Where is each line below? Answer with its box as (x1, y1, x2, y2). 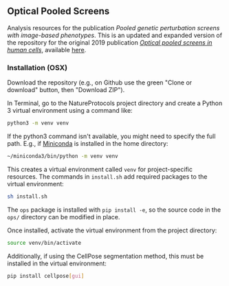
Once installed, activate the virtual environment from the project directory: (7, 226, 217, 234)
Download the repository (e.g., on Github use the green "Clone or (7, 78, 193, 87)
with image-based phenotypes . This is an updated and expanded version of (7, 31, 222, 39)
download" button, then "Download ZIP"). (7, 86, 125, 94)
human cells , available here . (7, 45, 87, 54)
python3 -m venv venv (7, 120, 69, 126)
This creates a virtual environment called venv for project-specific (7, 165, 193, 173)
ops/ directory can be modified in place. (7, 212, 120, 221)
